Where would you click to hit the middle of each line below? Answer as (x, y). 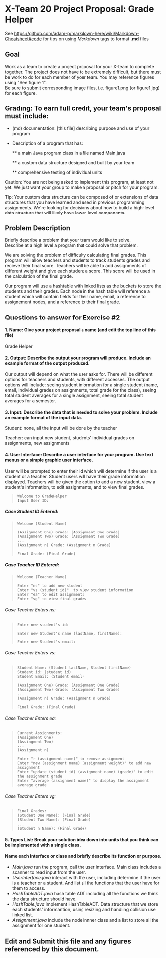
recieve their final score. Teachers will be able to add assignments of (76, 266)
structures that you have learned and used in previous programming (75, 202)
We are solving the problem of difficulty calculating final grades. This (76, 255)
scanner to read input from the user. (49, 872)
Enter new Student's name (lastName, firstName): (70, 633)
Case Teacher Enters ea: (31, 718)
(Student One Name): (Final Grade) (54, 815)
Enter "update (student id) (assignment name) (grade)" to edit (85, 772)
